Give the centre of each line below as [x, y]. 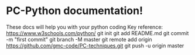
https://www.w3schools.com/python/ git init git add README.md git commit [97, 33]
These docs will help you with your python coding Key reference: [84, 27]
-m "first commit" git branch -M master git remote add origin [79, 39]
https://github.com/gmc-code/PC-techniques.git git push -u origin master [95, 46]
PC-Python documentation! [75, 11]
